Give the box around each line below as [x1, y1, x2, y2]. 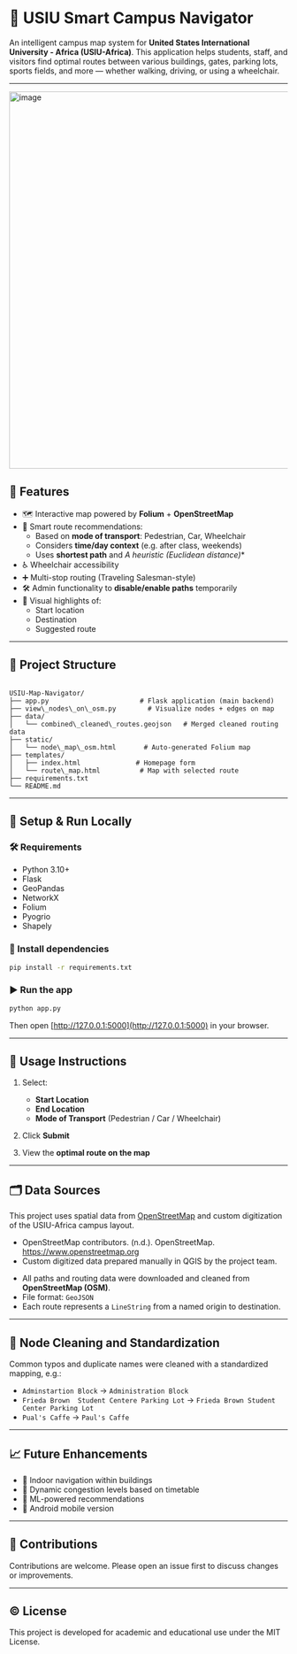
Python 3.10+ [21, 865, 71, 875]
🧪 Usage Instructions [9, 1053, 127, 1069]
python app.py [9, 1004, 62, 1012]
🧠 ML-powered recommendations [21, 1493, 145, 1504]
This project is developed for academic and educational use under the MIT [9, 1627, 281, 1638]
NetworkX [21, 893, 59, 904]
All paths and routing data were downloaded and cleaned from [21, 1273, 250, 1284]
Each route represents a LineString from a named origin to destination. [21, 1301, 281, 1312]
